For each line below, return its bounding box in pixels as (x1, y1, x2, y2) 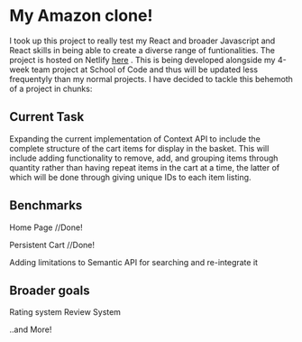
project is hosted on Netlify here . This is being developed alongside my (9, 54, 276, 65)
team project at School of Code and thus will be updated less (31, 64, 259, 75)
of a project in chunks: (9, 83, 93, 94)
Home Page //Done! (9, 222, 83, 233)
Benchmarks (9, 198, 83, 213)
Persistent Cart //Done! (9, 239, 96, 250)
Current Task (9, 109, 85, 125)
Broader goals (9, 282, 90, 298)
